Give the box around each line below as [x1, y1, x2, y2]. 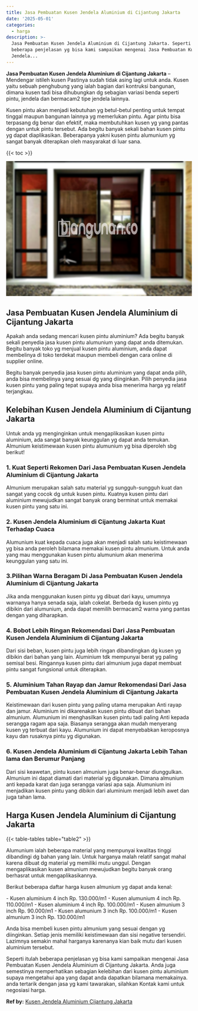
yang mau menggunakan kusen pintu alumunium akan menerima [6, 551, 163, 558]
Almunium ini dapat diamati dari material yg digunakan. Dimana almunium [6, 774, 184, 782]
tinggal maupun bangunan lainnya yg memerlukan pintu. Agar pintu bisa [6, 113, 181, 120]
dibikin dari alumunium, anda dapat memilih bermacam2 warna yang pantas [6, 605, 190, 612]
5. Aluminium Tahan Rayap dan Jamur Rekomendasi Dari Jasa [6, 681, 187, 689]
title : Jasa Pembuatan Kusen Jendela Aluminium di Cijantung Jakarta [6, 9, 181, 15]
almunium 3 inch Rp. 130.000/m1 [6, 913, 85, 920]
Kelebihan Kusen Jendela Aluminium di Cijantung [6, 405, 192, 415]
